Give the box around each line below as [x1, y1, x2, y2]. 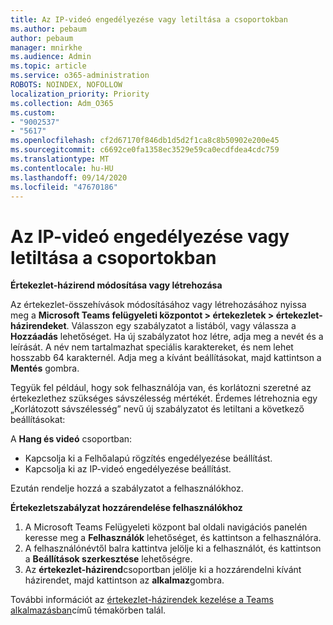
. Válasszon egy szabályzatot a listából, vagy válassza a [66, 320, 297, 332]
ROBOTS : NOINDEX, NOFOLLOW [10, 80, 123, 90]
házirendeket [10, 320, 67, 332]
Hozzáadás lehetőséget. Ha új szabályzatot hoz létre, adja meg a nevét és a [10, 331, 324, 343]
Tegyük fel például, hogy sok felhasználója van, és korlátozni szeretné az [10, 382, 312, 394]
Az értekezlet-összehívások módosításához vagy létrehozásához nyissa [10, 299, 307, 311]
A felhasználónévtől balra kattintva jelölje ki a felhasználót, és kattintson [24, 542, 322, 555]
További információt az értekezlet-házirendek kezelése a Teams [10, 594, 274, 606]
